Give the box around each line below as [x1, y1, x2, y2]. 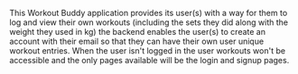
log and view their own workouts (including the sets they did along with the [9, 17, 289, 28]
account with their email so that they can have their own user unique [9, 36, 265, 46]
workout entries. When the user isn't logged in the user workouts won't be [9, 45, 286, 56]
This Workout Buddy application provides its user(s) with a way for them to [9, 8, 288, 18]
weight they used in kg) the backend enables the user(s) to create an [9, 27, 266, 37]
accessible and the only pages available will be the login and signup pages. [9, 55, 290, 65]
